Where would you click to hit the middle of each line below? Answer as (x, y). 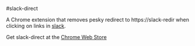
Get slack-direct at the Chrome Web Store (56, 37)
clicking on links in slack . (36, 26)
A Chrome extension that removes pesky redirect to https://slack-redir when (98, 20)
